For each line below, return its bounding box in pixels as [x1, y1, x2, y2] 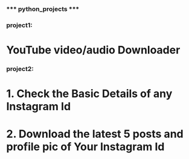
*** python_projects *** [6, 5, 80, 13]
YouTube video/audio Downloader [6, 43, 181, 57]
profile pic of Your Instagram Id [6, 140, 165, 154]
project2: [6, 64, 34, 73]
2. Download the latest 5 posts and [6, 127, 184, 141]
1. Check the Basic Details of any [6, 87, 173, 101]
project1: [6, 20, 33, 29]
